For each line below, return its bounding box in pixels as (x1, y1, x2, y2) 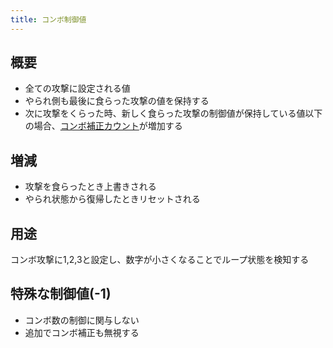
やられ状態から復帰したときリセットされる (24, 193, 201, 205)
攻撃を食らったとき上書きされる (24, 181, 157, 193)
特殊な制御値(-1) (10, 286, 112, 303)
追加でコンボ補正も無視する (24, 326, 140, 338)
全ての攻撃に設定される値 (24, 82, 131, 95)
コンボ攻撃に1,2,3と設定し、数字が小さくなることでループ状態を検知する (10, 254, 310, 266)
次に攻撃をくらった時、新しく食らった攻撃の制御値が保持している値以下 (24, 107, 323, 120)
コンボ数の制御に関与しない (24, 314, 140, 326)
